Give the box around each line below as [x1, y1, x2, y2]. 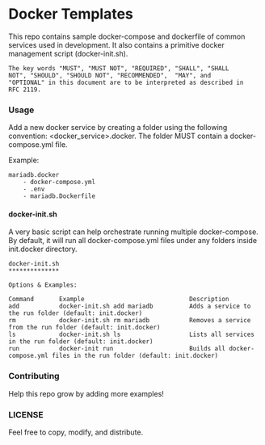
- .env [23, 185, 45, 194]
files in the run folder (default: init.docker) [51, 352, 219, 360]
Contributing [8, 371, 60, 382]
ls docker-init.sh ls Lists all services [8, 330, 254, 339]
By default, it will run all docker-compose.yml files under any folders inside [8, 236, 257, 246]
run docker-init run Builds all [8, 345, 226, 353]
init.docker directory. [8, 244, 78, 254]
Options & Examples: [8, 281, 78, 289]
